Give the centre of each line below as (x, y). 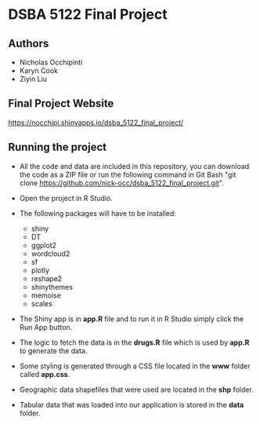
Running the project (58, 147)
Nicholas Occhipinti (51, 62)
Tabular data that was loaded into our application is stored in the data (132, 404)
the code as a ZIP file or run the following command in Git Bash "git (128, 174)
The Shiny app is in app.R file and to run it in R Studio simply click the (132, 319)
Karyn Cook (39, 71)
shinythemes (52, 287)
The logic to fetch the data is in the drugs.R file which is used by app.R (134, 342)
